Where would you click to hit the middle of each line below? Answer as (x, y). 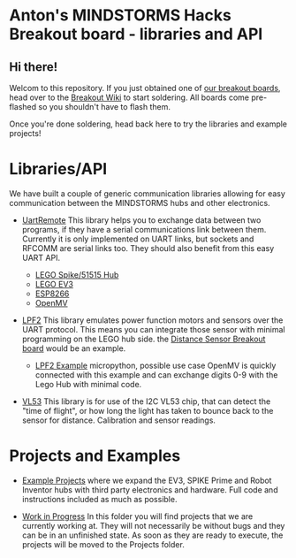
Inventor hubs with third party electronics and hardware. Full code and (150, 489)
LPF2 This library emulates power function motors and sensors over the (152, 320)
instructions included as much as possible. (99, 499)
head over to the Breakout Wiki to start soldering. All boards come (129, 97)
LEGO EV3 (54, 284)
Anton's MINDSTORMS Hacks (120, 15)
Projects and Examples (95, 456)
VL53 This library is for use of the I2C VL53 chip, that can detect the (146, 401)
